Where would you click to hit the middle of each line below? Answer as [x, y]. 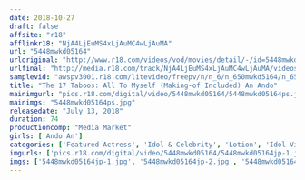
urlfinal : [28, 69]
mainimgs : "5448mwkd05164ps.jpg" [73, 102]
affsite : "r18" [38, 35]
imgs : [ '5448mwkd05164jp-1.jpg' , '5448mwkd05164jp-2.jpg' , [123, 161]
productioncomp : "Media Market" [70, 128]
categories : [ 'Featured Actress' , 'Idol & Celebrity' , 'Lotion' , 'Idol [148, 145]
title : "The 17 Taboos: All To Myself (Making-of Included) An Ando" [144, 85]
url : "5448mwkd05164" [50, 52]
